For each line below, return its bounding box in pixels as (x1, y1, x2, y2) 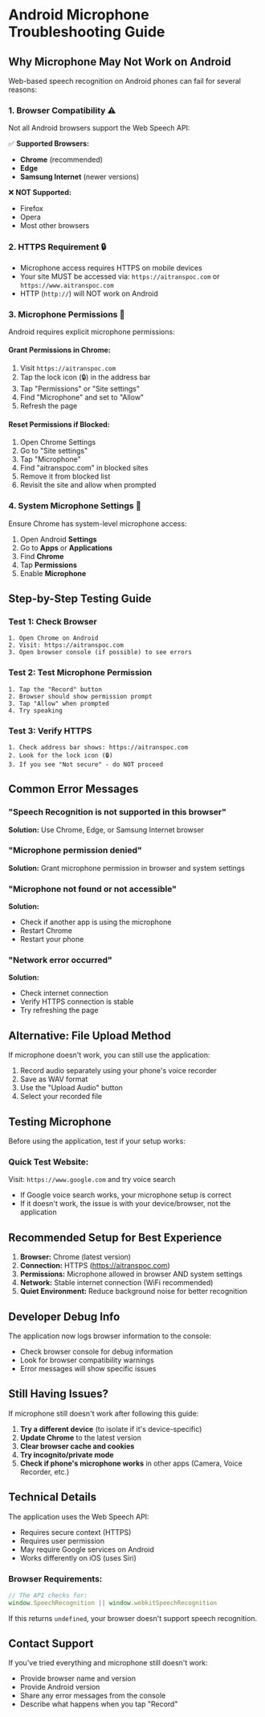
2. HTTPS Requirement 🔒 (8, 242, 107, 253)
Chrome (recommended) (19, 155, 103, 164)
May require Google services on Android (19, 1545, 155, 1554)
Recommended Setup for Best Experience (8, 1230, 222, 1244)
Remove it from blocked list (19, 471, 111, 481)
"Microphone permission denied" (8, 844, 142, 856)
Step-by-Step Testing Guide (8, 591, 152, 605)
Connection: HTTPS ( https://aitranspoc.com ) (19, 1261, 170, 1271)
